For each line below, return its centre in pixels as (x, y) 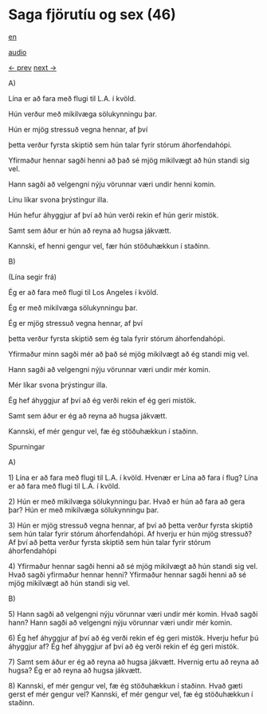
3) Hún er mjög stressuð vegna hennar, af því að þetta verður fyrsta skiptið (131, 525)
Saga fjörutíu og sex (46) (92, 15)
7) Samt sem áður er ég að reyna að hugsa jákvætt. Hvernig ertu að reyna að (133, 661)
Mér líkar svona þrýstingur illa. (58, 385)
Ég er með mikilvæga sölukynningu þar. (73, 308)
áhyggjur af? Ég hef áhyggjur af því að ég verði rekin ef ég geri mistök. (124, 646)
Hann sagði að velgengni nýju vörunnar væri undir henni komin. (112, 184)
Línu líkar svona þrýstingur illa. (59, 199)
